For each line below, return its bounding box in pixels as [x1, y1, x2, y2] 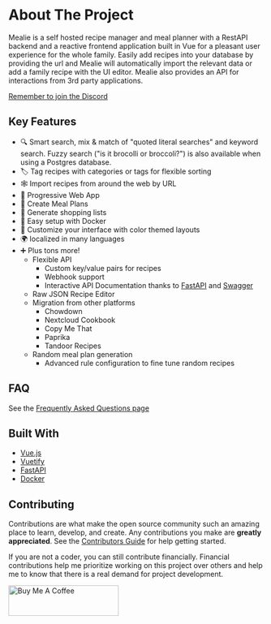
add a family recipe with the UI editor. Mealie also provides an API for [8, 67, 239, 76]
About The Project [8, 6, 134, 24]
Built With [8, 426, 59, 440]
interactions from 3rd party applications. [8, 75, 144, 85]
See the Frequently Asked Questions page [8, 403, 150, 413]
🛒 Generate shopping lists [19, 207, 107, 217]
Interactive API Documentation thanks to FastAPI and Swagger [44, 280, 254, 290]
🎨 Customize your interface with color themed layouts [19, 225, 200, 235]
